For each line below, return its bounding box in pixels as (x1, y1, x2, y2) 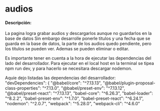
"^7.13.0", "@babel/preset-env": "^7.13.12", (42, 85, 125, 91)
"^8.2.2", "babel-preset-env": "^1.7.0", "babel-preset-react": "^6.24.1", (5, 95, 144, 101)
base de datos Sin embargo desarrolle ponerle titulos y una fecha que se (5, 35, 150, 42)
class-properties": (5, 85, 41, 91)
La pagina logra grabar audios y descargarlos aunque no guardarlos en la (5, 31, 152, 36)
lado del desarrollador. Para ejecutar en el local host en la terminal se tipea (5, 61, 154, 66)
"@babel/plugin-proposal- (102, 80, 156, 86)
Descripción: (5, 19, 32, 25)
